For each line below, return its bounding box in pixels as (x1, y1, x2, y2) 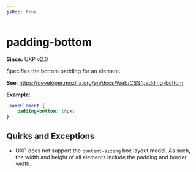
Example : (6, 91, 31, 98)
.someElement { (6, 102, 45, 109)
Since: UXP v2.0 (6, 56, 48, 63)
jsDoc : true (6, 9, 37, 15)
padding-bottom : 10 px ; (17, 108, 75, 115)
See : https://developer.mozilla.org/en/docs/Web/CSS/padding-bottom (6, 79, 184, 86)
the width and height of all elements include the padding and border (15, 154, 187, 160)
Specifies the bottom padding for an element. (6, 67, 121, 74)
